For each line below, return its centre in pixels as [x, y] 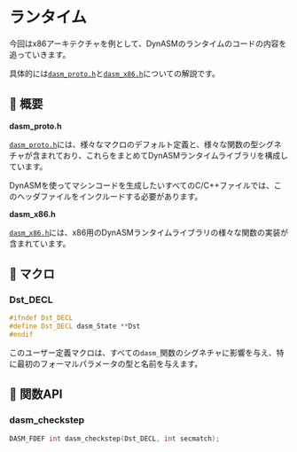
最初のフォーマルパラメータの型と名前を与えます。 [109, 364]
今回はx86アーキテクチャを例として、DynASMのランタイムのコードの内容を [148, 43]
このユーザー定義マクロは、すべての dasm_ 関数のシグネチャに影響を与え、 [143, 353]
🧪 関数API [36, 394]
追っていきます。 [40, 54]
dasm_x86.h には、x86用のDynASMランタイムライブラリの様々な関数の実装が [149, 232]
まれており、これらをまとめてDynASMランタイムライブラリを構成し [164, 155]
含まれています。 [40, 243]
